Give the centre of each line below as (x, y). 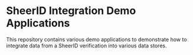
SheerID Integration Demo (71, 11)
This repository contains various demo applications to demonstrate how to (97, 39)
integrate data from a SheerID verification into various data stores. (86, 46)
